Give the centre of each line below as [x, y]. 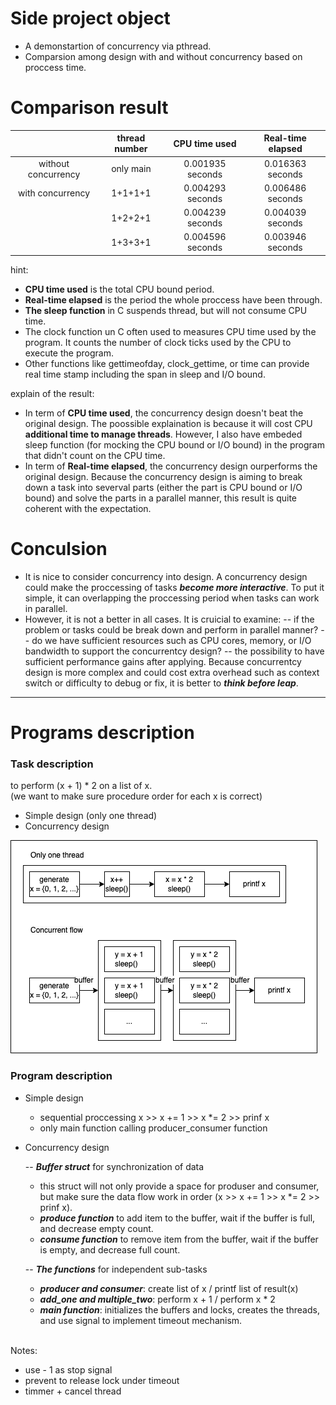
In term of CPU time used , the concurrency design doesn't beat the [164, 413]
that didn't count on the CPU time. [95, 455]
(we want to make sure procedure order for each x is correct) [136, 796]
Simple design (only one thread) [91, 816]
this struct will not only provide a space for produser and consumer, [179, 1186]
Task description [52, 764]
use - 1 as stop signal [68, 1369]
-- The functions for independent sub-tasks [116, 1269]
